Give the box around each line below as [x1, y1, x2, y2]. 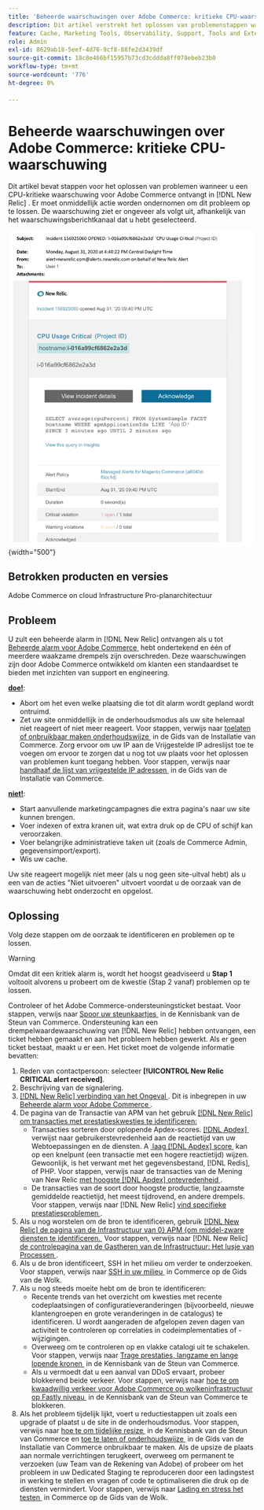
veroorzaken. [19, 829, 63, 839]
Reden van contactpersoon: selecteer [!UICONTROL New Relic [19, 1066, 224, 1076]
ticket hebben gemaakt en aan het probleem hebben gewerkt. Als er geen [8, 1034, 247, 1043]
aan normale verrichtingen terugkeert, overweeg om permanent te [19, 1450, 234, 1460]
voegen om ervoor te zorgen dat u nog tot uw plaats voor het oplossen [19, 748, 249, 759]
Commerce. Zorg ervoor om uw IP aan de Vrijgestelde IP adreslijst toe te [19, 740, 254, 750]
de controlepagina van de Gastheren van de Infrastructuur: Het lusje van [19, 1242, 255, 1251]
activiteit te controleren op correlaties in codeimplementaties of [31, 1325, 237, 1335]
